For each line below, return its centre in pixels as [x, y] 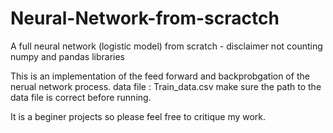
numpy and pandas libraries [67, 56]
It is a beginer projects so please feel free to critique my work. [138, 116]
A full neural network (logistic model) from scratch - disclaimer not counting [166, 46]
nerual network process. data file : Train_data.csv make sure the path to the [166, 86]
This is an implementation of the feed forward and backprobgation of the [160, 76]
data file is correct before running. [81, 97]
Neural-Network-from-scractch [145, 18]
